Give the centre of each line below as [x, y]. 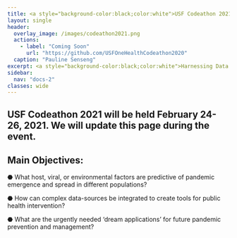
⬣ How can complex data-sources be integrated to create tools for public [114, 199]
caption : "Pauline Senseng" [55, 60]
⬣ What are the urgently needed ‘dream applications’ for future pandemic [114, 220]
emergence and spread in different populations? [77, 184]
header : [19, 27]
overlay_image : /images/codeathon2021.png [77, 33]
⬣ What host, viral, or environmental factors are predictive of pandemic [111, 177]
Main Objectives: [45, 160]
